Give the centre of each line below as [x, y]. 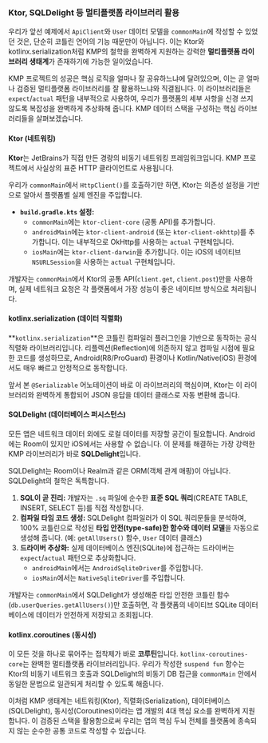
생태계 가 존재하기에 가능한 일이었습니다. [91, 62]
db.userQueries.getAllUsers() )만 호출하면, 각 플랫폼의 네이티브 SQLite [124, 605]
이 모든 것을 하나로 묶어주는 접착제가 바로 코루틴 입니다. [93, 654]
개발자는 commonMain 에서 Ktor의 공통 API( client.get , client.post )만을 [120, 278]
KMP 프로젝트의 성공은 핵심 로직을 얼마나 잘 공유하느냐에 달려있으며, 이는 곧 [126, 78]
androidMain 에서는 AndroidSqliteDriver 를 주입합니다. [117, 567]
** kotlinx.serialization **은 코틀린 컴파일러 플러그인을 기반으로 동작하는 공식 [133, 338]
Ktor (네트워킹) [32, 138]
